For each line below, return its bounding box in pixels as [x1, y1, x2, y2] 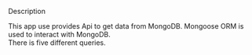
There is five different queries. [8, 38, 106, 47]
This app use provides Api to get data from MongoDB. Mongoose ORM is [8, 22, 244, 30]
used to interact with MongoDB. [8, 30, 111, 39]
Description [8, 7, 46, 15]
